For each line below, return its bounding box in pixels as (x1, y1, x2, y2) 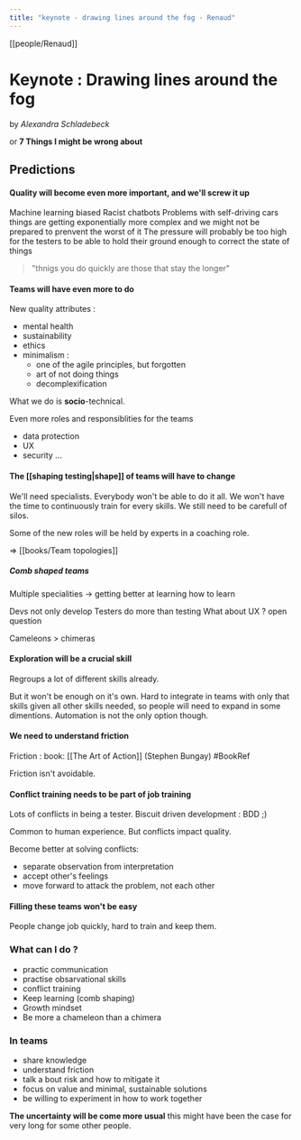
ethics (22, 340, 46, 351)
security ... (22, 450, 63, 461)
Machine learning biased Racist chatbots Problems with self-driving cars (9, 207, 279, 218)
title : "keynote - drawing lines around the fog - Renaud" (9, 13, 236, 23)
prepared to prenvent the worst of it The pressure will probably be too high (9, 226, 287, 237)
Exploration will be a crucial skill (9, 653, 132, 664)
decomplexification (35, 378, 108, 389)
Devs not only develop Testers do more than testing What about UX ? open (9, 606, 287, 616)
